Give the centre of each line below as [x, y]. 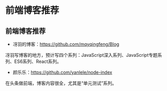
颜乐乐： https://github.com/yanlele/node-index [62, 72]
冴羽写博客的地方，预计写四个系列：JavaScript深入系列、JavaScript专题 [81, 55]
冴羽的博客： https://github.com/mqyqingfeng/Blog [66, 44]
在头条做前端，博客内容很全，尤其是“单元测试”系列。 [61, 83]
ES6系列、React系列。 [38, 61]
